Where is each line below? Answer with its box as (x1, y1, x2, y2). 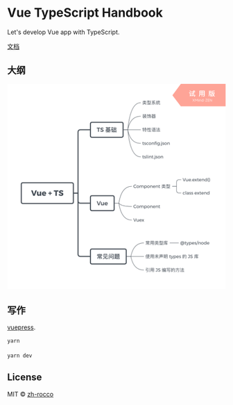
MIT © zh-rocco (7, 390, 54, 398)
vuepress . (7, 323, 36, 331)
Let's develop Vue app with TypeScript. (7, 28, 120, 36)
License (7, 372, 42, 383)
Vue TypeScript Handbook (7, 5, 163, 21)
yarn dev (7, 352, 33, 359)
